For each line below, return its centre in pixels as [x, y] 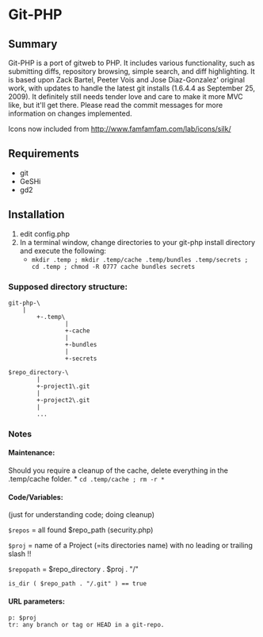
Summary [33, 44]
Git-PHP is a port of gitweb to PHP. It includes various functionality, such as [131, 63]
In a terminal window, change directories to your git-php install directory [137, 242]
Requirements [44, 153]
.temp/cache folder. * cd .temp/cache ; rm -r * [86, 479]
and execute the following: [63, 251]
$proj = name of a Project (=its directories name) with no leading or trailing [131, 546]
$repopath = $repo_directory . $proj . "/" [73, 570]
